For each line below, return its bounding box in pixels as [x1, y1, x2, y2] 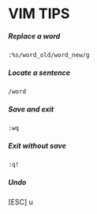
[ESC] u [8, 197, 34, 207]
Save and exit [8, 104, 54, 114]
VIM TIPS [8, 5, 70, 23]
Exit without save [8, 141, 67, 150]
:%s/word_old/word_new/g [8, 51, 90, 59]
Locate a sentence [8, 68, 71, 77]
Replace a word [8, 31, 61, 40]
